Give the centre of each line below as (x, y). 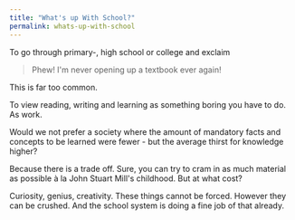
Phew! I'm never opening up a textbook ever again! (126, 70)
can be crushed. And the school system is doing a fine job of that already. (147, 206)
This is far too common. (53, 87)
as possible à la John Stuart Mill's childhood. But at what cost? (126, 178)
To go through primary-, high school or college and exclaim (120, 52)
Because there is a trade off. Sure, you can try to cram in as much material (148, 168)
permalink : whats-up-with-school (72, 26)
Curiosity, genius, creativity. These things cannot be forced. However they (148, 196)
